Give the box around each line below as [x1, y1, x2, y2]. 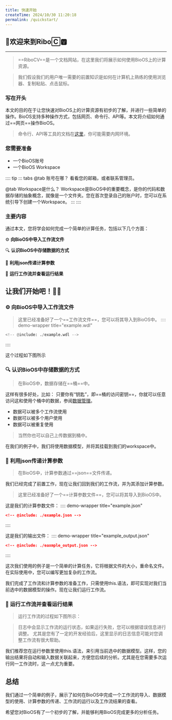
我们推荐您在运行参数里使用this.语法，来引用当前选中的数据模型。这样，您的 [5, 648, 167, 654]
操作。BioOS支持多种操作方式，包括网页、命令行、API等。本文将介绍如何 [5, 113, 160, 120]
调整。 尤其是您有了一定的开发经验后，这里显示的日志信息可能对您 [17, 631, 159, 637]
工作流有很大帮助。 [22, 637, 63, 643]
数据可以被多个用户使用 [12, 415, 62, 421]
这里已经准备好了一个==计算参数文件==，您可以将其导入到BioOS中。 [17, 492, 164, 498]
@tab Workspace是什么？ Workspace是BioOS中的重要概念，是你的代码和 [5, 186, 161, 192]
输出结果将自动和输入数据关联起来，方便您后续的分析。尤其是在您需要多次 [5, 654, 162, 660]
